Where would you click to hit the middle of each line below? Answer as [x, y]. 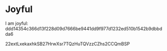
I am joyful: [17, 23]
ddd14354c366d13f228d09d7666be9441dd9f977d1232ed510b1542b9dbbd [84, 28]
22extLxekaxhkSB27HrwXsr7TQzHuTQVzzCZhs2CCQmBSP [68, 43]
